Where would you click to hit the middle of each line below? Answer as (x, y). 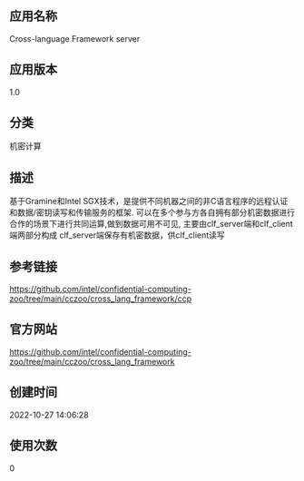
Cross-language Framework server (75, 38)
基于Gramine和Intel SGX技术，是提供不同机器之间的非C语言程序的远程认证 (149, 201)
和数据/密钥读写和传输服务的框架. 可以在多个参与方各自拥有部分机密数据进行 (152, 212)
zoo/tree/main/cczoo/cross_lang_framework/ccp (101, 299)
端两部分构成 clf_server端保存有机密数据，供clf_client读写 (117, 235)
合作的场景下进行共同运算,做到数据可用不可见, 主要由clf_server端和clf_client (151, 224)
